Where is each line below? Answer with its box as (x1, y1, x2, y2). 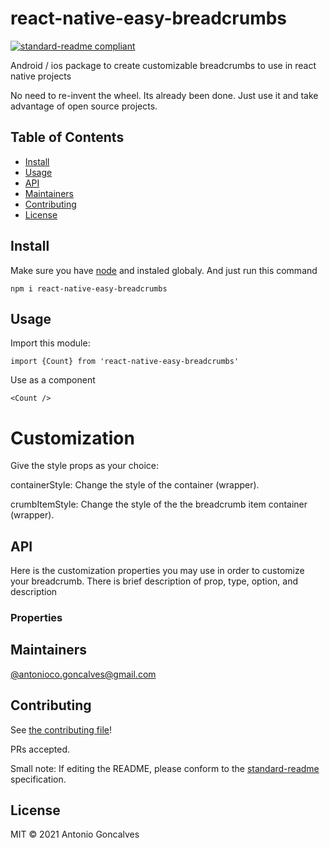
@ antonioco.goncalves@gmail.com (10, 668, 157, 680)
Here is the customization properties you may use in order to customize (10, 565, 305, 577)
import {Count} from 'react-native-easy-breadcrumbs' (10, 357, 240, 367)
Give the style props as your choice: (10, 460, 159, 472)
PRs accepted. (10, 743, 71, 755)
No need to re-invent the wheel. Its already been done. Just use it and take (10, 89, 319, 101)
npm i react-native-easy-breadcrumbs (10, 283, 168, 294)
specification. (10, 773, 67, 785)
